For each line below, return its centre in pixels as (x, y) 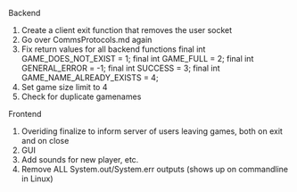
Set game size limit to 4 (64, 87)
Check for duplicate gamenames (81, 96)
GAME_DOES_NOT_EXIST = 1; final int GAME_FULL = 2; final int (137, 58)
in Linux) (37, 179)
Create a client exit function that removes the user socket (127, 30)
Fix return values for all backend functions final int (113, 49)
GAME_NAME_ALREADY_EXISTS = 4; (90, 78)
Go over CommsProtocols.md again (87, 40)
